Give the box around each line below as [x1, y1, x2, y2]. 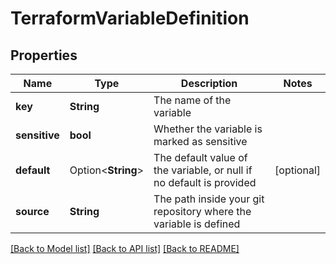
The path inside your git [153, 192, 265, 206]
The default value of [153, 151, 248, 164]
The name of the [153, 93, 232, 107]
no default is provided [153, 176, 257, 189]
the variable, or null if [153, 163, 253, 177]
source [15, 205, 50, 218]
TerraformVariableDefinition [10, 7, 250, 30]
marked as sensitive [153, 135, 248, 148]
